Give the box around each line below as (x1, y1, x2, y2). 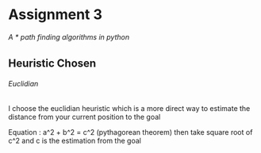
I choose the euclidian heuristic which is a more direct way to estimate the (8, 103, 251, 113)
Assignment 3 (8, 6, 103, 24)
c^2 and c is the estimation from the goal (8, 136, 141, 145)
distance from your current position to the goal (8, 112, 161, 121)
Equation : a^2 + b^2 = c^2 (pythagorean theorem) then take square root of (8, 127, 253, 136)
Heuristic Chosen (8, 57, 97, 71)
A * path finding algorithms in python (8, 32, 129, 41)
